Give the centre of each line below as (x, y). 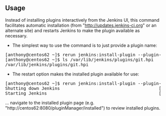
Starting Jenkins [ (83, 93)
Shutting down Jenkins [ (83, 88)
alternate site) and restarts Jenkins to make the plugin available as (72, 30)
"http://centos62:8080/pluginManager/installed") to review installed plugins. (83, 108)
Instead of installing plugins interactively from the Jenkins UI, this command (82, 20)
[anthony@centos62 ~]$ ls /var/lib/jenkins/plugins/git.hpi (80, 59)
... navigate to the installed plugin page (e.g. (50, 103)
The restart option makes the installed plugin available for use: (76, 74)
